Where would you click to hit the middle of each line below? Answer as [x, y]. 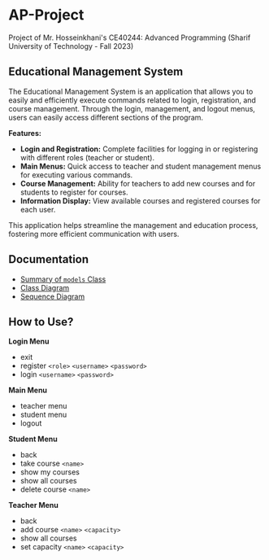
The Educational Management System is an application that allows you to [131, 91]
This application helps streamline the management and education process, [133, 225]
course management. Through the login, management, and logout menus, [132, 108]
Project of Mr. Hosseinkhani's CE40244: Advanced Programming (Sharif [130, 37]
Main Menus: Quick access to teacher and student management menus [141, 166]
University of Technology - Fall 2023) [71, 46]
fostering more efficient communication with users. [94, 234]
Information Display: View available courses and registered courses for [140, 200]
